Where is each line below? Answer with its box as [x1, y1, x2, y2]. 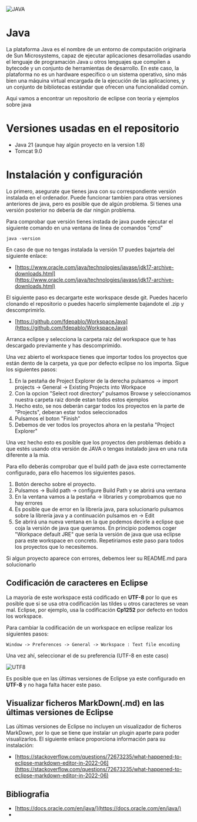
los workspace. [6, 613, 44, 620]
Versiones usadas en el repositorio [6, 122, 179, 135]
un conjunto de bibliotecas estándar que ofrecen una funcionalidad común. [6, 83, 189, 90]
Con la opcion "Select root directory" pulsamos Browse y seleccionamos [14, 389, 191, 397]
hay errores [14, 499, 43, 506]
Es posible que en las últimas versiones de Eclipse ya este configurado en [6, 674, 185, 682]
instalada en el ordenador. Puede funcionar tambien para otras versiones [6, 194, 183, 201]
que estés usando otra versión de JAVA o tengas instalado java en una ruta [6, 445, 188, 452]
